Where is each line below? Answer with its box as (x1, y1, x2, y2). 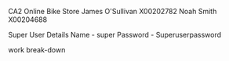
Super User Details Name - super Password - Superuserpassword (8, 30, 222, 39)
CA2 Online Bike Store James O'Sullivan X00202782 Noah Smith (8, 7, 217, 16)
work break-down (8, 45, 66, 54)
